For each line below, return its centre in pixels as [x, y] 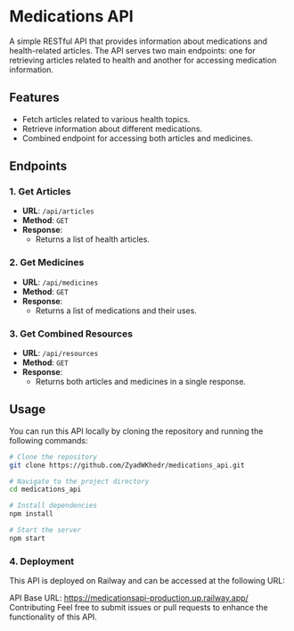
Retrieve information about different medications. [112, 129]
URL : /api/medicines [60, 282]
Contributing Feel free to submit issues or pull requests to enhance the [139, 608]
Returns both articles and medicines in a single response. [141, 382]
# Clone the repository [53, 457]
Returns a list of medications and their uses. [116, 311]
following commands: [49, 440]
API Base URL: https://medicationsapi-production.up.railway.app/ [129, 598]
